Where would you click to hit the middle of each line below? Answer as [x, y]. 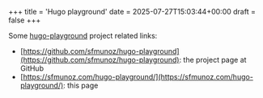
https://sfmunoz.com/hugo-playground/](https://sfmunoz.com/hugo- [138, 77]
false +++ [25, 20]
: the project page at [213, 60]
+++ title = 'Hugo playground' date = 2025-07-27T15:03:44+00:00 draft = [132, 12]
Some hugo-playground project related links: [83, 36]
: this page [81, 85]
